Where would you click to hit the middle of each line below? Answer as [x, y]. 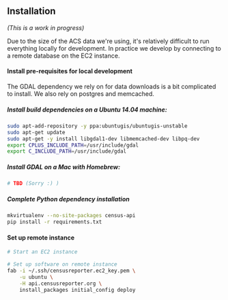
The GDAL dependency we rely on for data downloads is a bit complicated [112, 87]
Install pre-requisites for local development [70, 71]
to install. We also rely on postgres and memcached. [81, 94]
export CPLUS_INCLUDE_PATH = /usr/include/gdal [73, 145]
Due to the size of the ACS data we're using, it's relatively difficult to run [108, 41]
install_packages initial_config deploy [77, 290]
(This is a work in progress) [46, 27]
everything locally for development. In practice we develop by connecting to [114, 48]
